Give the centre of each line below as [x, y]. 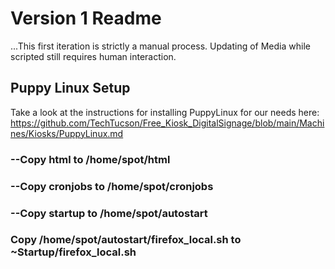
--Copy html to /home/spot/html [90, 159]
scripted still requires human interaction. [93, 56]
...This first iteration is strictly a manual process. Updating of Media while [160, 46]
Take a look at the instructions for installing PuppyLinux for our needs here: [165, 112]
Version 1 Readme [86, 18]
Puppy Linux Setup [70, 88]
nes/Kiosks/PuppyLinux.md [67, 133]
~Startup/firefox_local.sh [73, 252]
